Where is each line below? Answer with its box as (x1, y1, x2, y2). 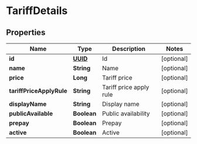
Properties (6, 28, 46, 37)
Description (112, 45, 145, 53)
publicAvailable (9, 109, 53, 118)
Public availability (102, 109, 151, 118)
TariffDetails (6, 4, 68, 18)
